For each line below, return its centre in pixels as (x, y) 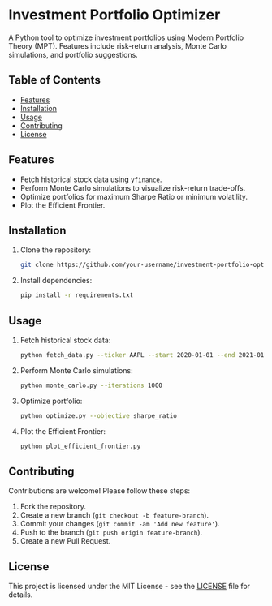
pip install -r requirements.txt (77, 295)
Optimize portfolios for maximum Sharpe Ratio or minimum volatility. (134, 196)
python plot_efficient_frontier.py (80, 446)
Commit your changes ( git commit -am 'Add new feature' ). (120, 524)
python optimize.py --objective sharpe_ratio (98, 415)
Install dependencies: (56, 281)
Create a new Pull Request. (65, 541)
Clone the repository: (56, 250)
